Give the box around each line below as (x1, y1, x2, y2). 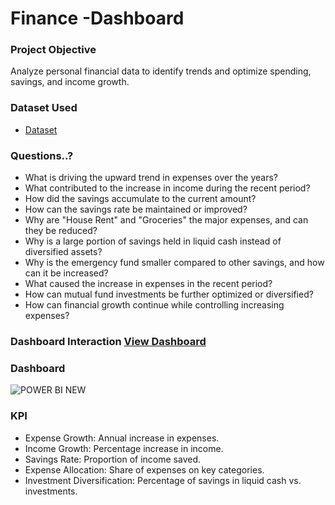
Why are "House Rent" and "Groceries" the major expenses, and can (24, 214, 309, 226)
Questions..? (10, 148, 74, 162)
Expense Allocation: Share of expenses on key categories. (24, 463, 265, 476)
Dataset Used (10, 101, 78, 115)
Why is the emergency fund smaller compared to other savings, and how (24, 257, 325, 269)
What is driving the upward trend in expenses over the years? (24, 172, 278, 184)
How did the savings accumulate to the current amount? (24, 193, 257, 205)
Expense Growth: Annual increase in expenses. (24, 432, 220, 444)
